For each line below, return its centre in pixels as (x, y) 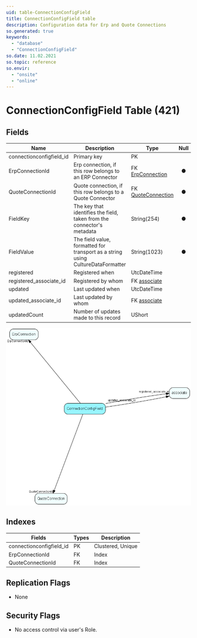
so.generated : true (30, 31)
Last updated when (97, 289)
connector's (88, 225)
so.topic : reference (31, 62)
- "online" (25, 81)
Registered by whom (98, 281)
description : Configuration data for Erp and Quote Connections (86, 25)
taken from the (91, 218)
